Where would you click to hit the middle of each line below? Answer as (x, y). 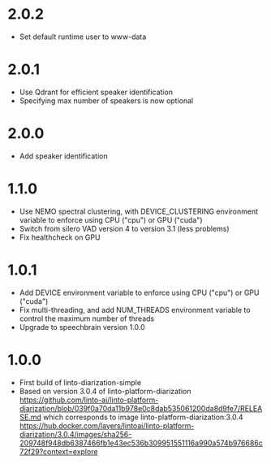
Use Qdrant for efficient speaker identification (96, 92)
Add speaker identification (63, 156)
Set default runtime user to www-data (83, 37)
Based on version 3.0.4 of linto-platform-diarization (105, 391)
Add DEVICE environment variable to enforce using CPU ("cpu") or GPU (139, 293)
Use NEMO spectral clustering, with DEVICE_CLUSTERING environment (139, 211)
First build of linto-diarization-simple (80, 382)
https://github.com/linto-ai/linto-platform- (89, 400)
